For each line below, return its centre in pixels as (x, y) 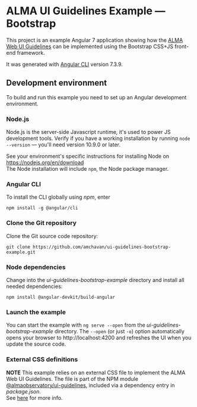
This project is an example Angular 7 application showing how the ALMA (95, 40)
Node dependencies (36, 267)
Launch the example (36, 312)
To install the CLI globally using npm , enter (58, 197)
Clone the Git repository (42, 223)
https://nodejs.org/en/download (45, 162)
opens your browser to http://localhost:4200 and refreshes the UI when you (99, 338)
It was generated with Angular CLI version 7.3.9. (65, 64)
